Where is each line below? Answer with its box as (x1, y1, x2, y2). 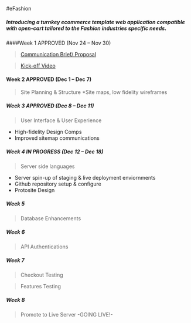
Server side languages (20, 163, 75, 170)
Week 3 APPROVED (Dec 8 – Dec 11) (6, 102, 94, 109)
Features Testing (20, 283, 62, 290)
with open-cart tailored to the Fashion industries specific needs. (6, 25, 167, 32)
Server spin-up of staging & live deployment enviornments (14, 174, 156, 181)
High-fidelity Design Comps (14, 129, 82, 136)
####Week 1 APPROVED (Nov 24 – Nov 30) (6, 39, 111, 46)
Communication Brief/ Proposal (20, 51, 97, 58)
